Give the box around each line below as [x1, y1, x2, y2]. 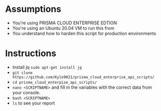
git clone [12, 70, 33, 75]
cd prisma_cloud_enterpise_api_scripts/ [12, 80, 97, 85]
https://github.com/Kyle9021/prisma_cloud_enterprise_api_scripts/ [12, 74, 155, 80]
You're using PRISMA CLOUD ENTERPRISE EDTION [12, 20, 117, 26]
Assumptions [5, 3, 61, 15]
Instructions [5, 48, 56, 59]
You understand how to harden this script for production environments [12, 30, 157, 36]
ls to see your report [12, 100, 55, 106]
